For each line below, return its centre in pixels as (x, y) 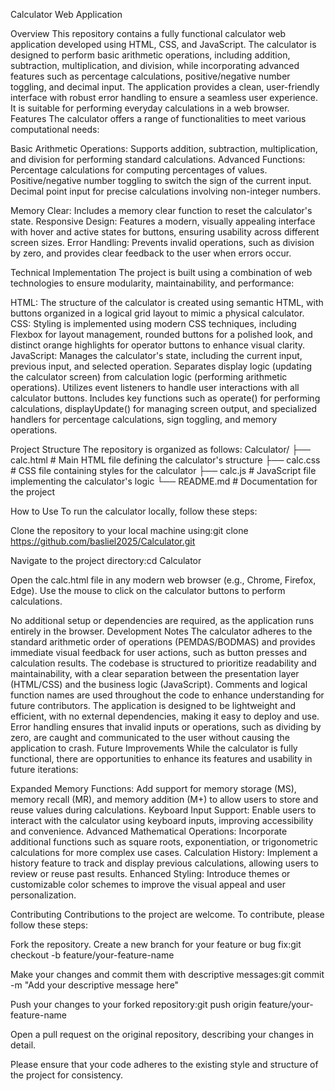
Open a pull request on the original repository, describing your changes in (162, 1034)
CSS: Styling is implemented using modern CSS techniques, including (153, 323)
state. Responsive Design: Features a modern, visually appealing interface (163, 221)
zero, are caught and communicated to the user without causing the (150, 737)
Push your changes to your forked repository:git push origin (133, 1004)
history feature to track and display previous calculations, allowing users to (165, 863)
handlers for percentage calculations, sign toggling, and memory (144, 419)
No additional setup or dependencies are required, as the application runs (162, 620)
